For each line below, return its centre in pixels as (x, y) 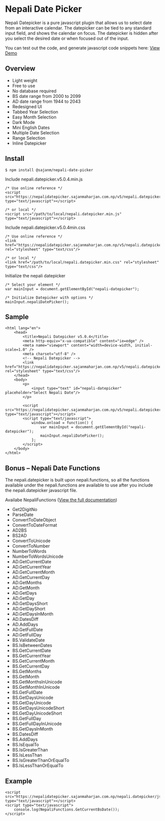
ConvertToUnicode (31, 541)
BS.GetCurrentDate (32, 651)
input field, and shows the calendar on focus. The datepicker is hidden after (82, 33)
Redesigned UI (27, 106)
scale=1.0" (16, 350)
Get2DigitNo (25, 510)
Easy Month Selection (34, 117)
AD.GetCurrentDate (32, 562)
